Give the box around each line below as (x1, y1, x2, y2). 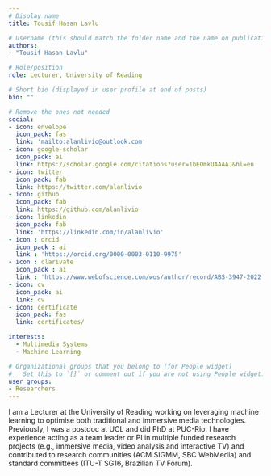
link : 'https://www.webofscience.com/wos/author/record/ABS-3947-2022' (15, 273, 265, 281)
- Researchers (8, 385, 56, 393)
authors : (8, 41, 38, 49)
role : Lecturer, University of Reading (8, 71, 143, 79)
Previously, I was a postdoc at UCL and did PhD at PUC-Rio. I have (8, 424, 230, 434)
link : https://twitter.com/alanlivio (15, 183, 143, 191)
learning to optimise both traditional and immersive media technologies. (8, 415, 247, 425)
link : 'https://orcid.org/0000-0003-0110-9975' (15, 251, 182, 259)
